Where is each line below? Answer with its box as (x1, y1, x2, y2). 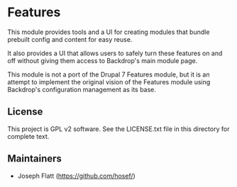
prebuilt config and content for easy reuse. (7, 35, 133, 43)
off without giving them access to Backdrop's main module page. (7, 56, 198, 64)
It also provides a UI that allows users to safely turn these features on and (7, 49, 223, 57)
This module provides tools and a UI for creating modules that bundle (7, 28, 210, 36)
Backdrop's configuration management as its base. (7, 85, 156, 93)
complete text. (7, 132, 50, 140)
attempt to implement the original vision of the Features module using (7, 77, 211, 86)
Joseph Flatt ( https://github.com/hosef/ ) (17, 171, 136, 180)
